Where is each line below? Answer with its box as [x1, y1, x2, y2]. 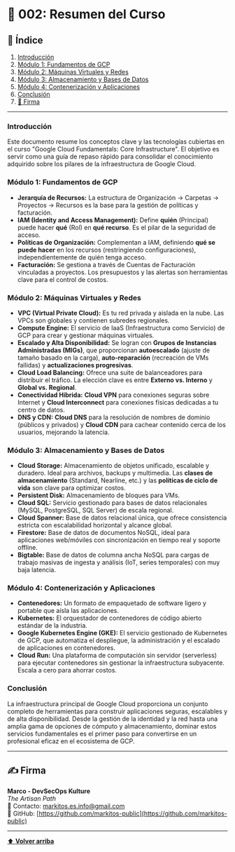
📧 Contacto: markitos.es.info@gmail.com [7, 802, 125, 810]
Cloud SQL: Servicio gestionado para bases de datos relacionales [17, 499, 208, 507]
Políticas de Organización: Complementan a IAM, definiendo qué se [17, 238, 215, 246]
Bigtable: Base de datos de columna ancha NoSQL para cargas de [17, 550, 210, 560]
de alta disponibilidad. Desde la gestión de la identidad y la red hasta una [7, 715, 218, 723]
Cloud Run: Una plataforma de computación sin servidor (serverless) [17, 651, 218, 660]
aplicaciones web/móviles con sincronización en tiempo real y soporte [17, 536, 221, 544]
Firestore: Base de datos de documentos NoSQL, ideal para [17, 529, 190, 537]
